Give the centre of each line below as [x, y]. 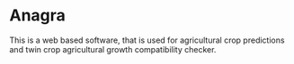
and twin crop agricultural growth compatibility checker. [113, 49]
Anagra [37, 16]
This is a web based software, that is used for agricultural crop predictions [147, 40]
